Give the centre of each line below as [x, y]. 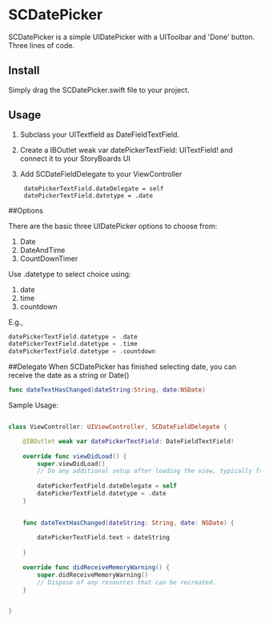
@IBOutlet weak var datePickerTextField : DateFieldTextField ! [128, 441]
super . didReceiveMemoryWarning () [93, 575]
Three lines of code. [41, 45]
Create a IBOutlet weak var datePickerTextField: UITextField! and [126, 150]
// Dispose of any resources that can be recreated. [127, 582]
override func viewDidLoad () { [75, 456]
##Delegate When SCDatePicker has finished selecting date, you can [122, 367]
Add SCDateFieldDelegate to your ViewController [101, 174]
